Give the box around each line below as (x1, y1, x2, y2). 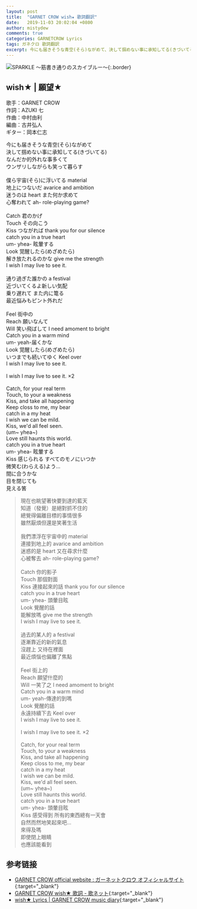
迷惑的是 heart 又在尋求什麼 (20, 547, 88, 555)
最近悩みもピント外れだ (6, 297, 63, 304)
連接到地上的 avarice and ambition (20, 540, 104, 547)
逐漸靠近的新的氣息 (20, 638, 67, 646)
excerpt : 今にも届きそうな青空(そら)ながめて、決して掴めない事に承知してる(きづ (6, 47, 182, 53)
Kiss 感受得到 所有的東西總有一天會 (20, 811, 106, 819)
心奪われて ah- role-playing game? (6, 198, 90, 205)
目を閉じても (6, 477, 37, 484)
